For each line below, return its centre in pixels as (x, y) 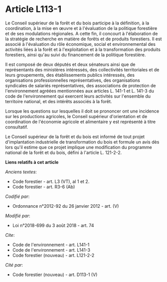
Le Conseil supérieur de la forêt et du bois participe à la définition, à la (77, 23)
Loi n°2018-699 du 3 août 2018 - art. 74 (53, 225)
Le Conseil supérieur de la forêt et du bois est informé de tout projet (75, 137)
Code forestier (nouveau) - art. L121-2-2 (53, 255)
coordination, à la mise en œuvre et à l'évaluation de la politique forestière (81, 28)
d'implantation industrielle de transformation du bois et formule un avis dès (82, 142)
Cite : (10, 235)
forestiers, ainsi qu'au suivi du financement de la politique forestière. (76, 55)
